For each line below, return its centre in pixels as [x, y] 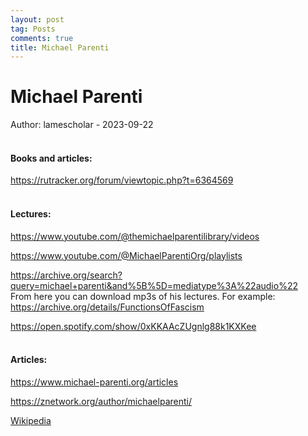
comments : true [42, 38]
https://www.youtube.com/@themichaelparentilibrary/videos [135, 236]
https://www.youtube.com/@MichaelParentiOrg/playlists [126, 255]
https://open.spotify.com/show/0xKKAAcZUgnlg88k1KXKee [133, 326]
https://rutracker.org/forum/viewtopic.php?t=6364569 [122, 180]
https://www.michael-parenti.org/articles [94, 382]
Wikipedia [31, 420]
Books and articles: [51, 158]
